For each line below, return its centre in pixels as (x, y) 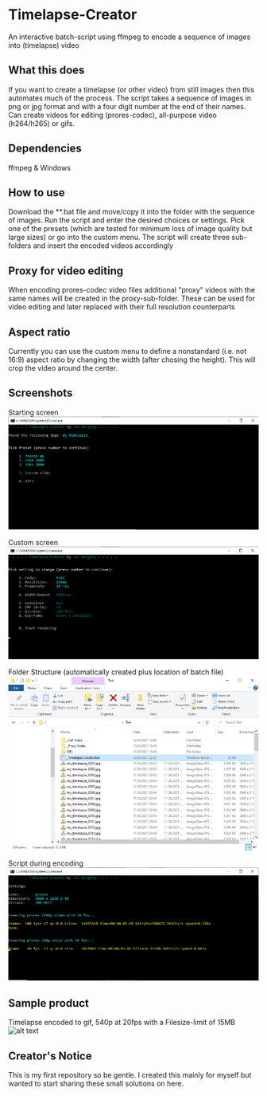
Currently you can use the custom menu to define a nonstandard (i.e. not (128, 351)
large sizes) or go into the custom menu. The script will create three (119, 238)
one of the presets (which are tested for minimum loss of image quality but (130, 229)
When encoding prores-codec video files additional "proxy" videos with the (132, 290)
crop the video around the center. (63, 368)
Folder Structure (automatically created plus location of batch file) (116, 672)
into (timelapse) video (44, 45)
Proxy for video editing (66, 271)
